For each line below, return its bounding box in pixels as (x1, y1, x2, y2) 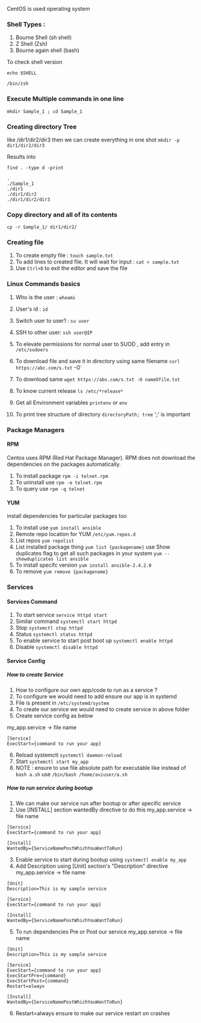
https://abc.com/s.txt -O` (15, 364, 82, 371)
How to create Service (7, 671, 64, 679)
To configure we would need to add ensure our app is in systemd (15, 692, 177, 700)
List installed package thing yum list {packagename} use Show (15, 543, 170, 550)
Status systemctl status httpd (15, 631, 93, 638)
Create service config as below (15, 712, 93, 719)
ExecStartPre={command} (7, 972, 67, 978)
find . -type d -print (7, 164, 64, 171)
